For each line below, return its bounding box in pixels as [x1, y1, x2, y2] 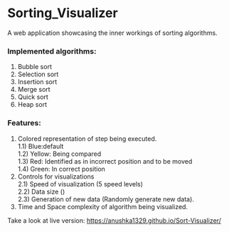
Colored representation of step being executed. [17, 134, 157, 143]
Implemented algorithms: [7, 46, 97, 56]
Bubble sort [17, 63, 52, 71]
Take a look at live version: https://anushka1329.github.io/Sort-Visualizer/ [7, 216, 222, 225]
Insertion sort [17, 78, 58, 86]
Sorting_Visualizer [7, 5, 119, 21]
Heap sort [17, 100, 48, 109]
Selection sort [17, 70, 59, 79]
